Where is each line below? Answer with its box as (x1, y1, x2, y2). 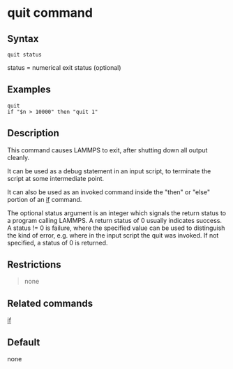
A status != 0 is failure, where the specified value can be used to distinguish (7, 224, 225, 232)
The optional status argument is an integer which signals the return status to (7, 208, 227, 217)
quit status (7, 51, 42, 58)
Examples (7, 84, 51, 96)
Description (7, 127, 59, 139)
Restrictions (7, 259, 61, 270)
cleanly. (7, 153, 30, 161)
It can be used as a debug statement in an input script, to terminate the (7, 166, 211, 175)
